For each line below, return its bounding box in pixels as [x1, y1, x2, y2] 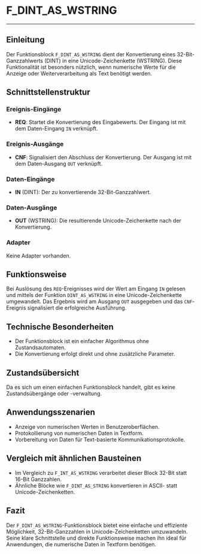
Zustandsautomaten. [14, 344, 66, 351]
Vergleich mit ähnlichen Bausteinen [6, 453, 142, 464]
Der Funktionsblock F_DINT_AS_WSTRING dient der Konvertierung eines [6, 50, 176, 57]
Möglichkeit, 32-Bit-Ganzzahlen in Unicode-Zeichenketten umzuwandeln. [6, 528, 188, 535]
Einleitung [6, 35, 45, 45]
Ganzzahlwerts [6, 57, 44, 64]
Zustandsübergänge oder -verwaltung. [6, 390, 102, 397]
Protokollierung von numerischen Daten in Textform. [14, 429, 144, 437]
